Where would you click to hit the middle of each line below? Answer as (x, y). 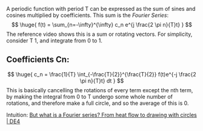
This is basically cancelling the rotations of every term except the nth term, (100, 90)
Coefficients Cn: (38, 60)
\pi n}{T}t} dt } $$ (102, 81)
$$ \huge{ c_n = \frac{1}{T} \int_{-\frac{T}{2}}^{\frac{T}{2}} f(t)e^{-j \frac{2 (102, 74)
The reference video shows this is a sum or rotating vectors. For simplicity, (99, 34)
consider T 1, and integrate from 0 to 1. (55, 41)
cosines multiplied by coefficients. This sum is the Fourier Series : (87, 15)
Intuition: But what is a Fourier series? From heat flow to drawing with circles (101, 115)
